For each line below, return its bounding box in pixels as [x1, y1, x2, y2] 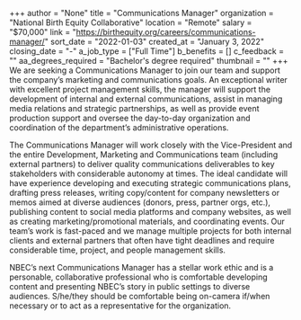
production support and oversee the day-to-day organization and [9, 112, 251, 123]
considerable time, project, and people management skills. [9, 244, 226, 255]
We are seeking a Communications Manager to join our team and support [9, 65, 280, 76]
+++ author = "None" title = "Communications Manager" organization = [9, 8, 274, 18]
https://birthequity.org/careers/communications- [75, 27, 256, 37]
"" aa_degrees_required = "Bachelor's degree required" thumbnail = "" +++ [9, 56, 289, 66]
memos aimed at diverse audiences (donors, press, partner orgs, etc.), [9, 197, 271, 208]
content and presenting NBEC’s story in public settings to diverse [9, 281, 251, 291]
